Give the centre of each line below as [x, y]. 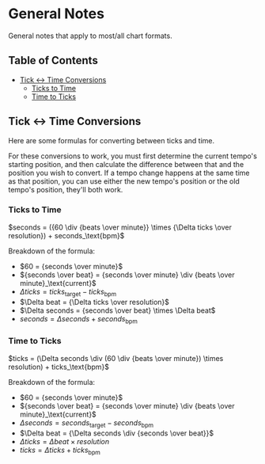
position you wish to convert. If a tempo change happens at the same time [129, 173]
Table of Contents [53, 61]
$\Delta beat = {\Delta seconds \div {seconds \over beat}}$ [117, 433]
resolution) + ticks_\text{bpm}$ [59, 367]
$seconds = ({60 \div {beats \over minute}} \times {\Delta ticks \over [120, 227]
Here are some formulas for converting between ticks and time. [112, 140]
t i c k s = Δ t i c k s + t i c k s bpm [60, 451]
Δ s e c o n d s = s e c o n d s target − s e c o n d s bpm [87, 423]
